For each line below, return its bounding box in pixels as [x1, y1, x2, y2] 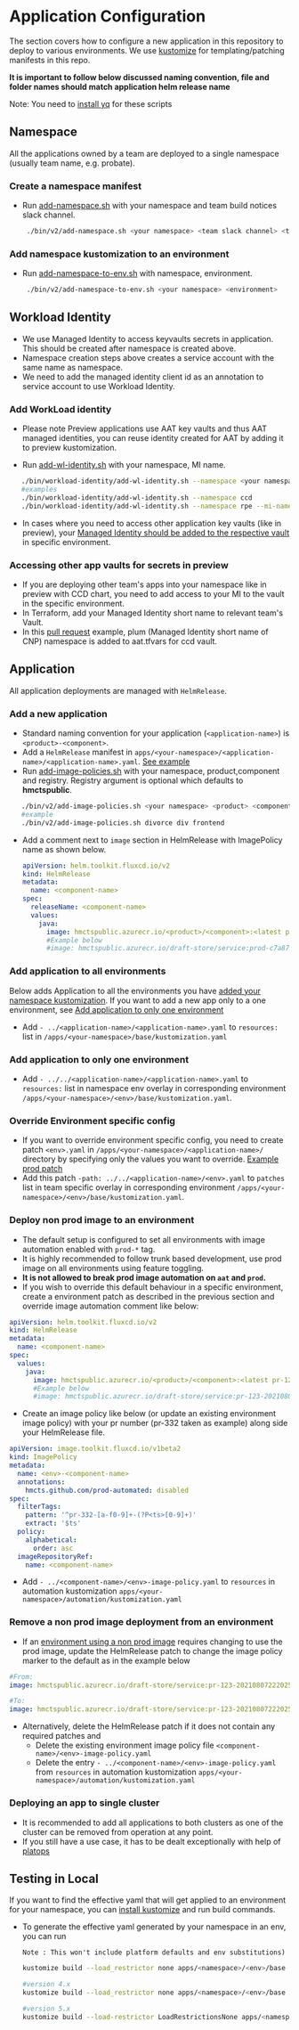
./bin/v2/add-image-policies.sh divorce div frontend [20, 818, 225, 827]
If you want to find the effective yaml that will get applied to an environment [9, 1895, 287, 1905]
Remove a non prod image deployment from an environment [9, 1616, 274, 1628]
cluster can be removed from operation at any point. [21, 1826, 214, 1837]
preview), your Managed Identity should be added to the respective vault [21, 527, 290, 538]
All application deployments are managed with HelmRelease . [9, 685, 227, 696]
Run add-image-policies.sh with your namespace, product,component [21, 766, 280, 777]
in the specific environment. [21, 599, 125, 608]
